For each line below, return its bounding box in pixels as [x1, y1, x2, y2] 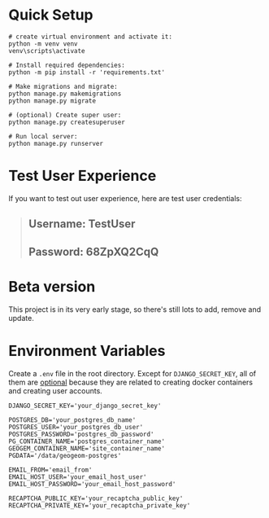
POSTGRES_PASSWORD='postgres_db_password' [8, 430, 154, 438]
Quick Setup [8, 6, 93, 24]
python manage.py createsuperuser [8, 118, 126, 126]
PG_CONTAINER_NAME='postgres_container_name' [8, 437, 165, 446]
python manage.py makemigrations [8, 90, 122, 98]
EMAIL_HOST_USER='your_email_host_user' [8, 472, 148, 481]
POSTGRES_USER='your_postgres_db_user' [8, 423, 144, 431]
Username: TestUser [28, 217, 136, 231]
